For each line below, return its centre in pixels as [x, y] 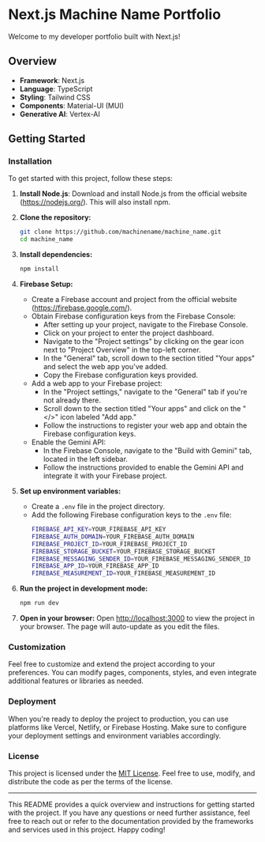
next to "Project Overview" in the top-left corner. [122, 350]
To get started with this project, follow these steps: [91, 179]
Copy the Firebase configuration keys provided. [121, 375]
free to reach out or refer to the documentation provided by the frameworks [131, 821]
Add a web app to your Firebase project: [97, 383]
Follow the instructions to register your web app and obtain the [145, 425]
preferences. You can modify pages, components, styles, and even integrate [132, 673]
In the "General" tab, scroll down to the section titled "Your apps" [149, 358]
